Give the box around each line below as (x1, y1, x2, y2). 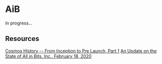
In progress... (5, 20, 32, 26)
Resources (5, 34, 39, 43)
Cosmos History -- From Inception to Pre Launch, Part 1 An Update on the (5, 47, 157, 53)
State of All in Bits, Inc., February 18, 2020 (5, 53, 91, 59)
